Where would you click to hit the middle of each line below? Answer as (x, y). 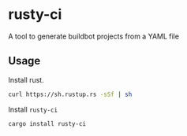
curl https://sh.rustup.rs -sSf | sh (70, 94)
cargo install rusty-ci (47, 123)
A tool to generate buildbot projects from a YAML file (94, 36)
